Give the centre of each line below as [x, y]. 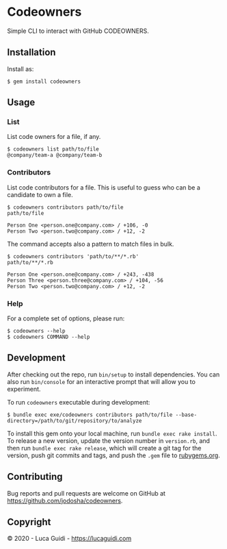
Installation [31, 52]
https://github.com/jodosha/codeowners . [65, 500]
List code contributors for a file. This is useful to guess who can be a [104, 187]
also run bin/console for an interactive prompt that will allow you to [102, 381]
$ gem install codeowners [44, 81]
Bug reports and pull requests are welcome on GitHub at [86, 493]
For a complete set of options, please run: [66, 318]
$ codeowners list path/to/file [53, 149]
